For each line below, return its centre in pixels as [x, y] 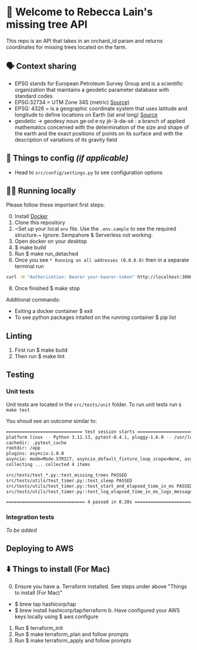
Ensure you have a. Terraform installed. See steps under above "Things [101, 586]
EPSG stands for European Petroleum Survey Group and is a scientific [99, 83]
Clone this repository [40, 222]
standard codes [33, 96]
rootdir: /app [23, 448]
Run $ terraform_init [39, 628]
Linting [19, 336]
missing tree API [47, 24]
